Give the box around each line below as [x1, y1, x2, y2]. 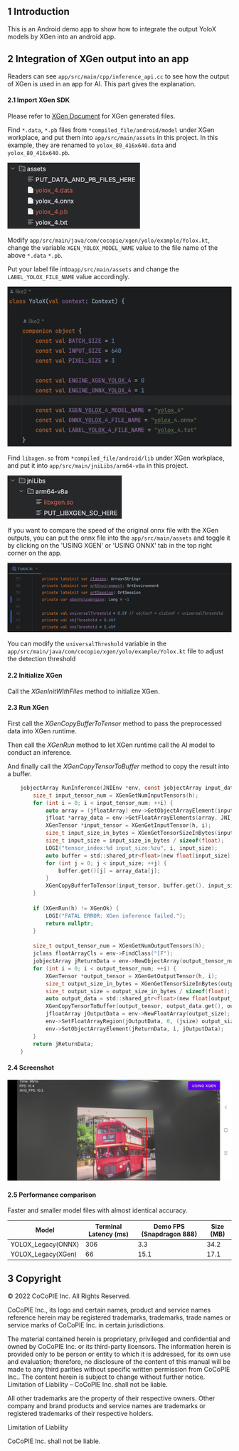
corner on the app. [7, 549, 63, 558]
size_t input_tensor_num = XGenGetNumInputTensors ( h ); [33, 792, 199, 799]
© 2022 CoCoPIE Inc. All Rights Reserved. [7, 1292, 132, 1300]
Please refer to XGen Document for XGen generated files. [7, 111, 176, 120]
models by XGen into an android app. [7, 32, 116, 41]
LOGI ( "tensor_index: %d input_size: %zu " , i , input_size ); [45, 844, 218, 852]
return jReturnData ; [33, 1040, 94, 1048]
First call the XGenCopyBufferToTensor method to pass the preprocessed [7, 719, 222, 728]
